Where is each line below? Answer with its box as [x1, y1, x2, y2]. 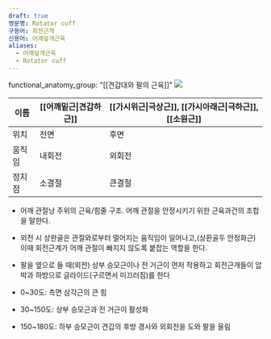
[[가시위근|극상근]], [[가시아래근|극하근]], [109, 101, 259, 112]
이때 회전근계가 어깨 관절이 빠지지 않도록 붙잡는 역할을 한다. [19, 243, 208, 253]
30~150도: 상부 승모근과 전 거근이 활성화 [19, 304, 149, 314]
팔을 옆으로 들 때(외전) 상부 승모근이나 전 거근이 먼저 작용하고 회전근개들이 [19, 260, 254, 270]
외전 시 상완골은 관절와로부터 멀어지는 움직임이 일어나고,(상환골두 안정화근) [19, 232, 256, 242]
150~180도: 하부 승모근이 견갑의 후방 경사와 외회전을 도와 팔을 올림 [19, 321, 231, 331]
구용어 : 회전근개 [8, 27, 55, 35]
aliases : [8, 42, 38, 50]
